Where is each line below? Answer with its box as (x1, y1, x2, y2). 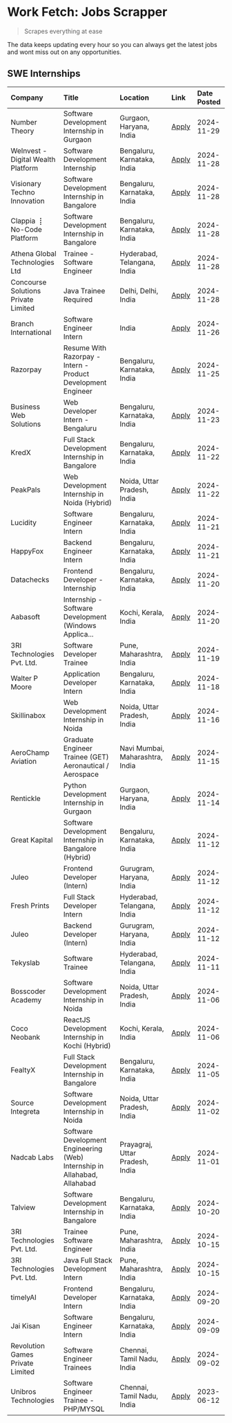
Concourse (10, 277, 47, 287)
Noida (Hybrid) (63, 497, 113, 507)
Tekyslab (10, 957, 40, 967)
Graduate (63, 735, 94, 744)
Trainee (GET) (63, 752, 109, 762)
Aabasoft (10, 612, 40, 621)
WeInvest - (10, 146, 48, 156)
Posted (197, 97, 221, 107)
